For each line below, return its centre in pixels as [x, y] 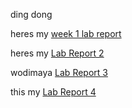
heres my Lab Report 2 [57, 53]
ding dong [31, 14]
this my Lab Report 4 [53, 92]
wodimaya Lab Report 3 [59, 72]
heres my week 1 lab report [66, 33]
